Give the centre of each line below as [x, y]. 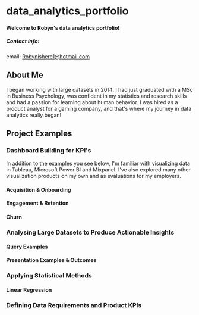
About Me [25, 75]
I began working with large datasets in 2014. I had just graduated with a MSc [99, 89]
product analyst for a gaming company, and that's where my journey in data [99, 108]
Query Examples [27, 247]
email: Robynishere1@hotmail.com [48, 56]
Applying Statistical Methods [49, 276]
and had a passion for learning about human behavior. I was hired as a [92, 102]
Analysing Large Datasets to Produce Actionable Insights [90, 232]
